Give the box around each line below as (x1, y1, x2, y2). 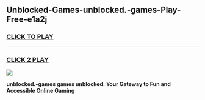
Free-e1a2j (6, 15, 48, 25)
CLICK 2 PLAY (6, 55, 49, 64)
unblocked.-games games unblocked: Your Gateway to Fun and (6, 80, 171, 87)
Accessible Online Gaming (6, 87, 75, 94)
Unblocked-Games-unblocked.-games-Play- (6, 5, 181, 15)
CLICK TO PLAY (6, 33, 54, 41)
